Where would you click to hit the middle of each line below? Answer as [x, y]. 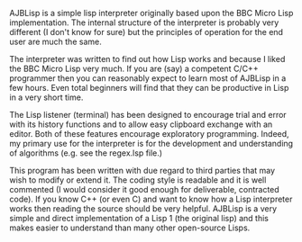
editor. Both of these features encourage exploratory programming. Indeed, [150, 134]
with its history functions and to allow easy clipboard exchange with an [141, 124]
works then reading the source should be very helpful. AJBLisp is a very [143, 209]
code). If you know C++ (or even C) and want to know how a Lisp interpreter [151, 199]
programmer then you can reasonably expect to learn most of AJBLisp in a [148, 78]
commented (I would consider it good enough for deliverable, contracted [144, 189]
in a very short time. [46, 97]
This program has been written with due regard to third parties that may [142, 170]
